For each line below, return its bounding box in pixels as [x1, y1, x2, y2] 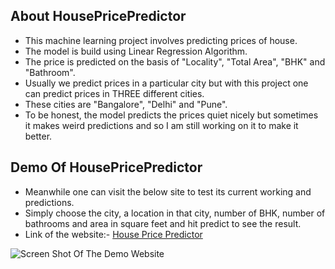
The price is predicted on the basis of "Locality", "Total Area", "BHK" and [24, 55, 326, 68]
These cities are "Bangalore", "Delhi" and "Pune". [24, 98, 228, 110]
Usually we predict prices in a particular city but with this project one [24, 77, 309, 89]
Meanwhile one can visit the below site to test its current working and [24, 185, 312, 198]
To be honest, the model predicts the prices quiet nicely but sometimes [24, 109, 319, 121]
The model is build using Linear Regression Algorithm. [24, 45, 248, 57]
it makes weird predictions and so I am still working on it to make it [24, 119, 299, 131]
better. [24, 130, 53, 142]
